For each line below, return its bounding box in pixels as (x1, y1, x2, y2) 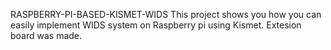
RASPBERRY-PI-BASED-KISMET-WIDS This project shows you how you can (10, 9, 322, 20)
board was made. (10, 30, 83, 41)
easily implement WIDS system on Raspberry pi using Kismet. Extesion (10, 19, 302, 31)
